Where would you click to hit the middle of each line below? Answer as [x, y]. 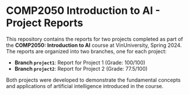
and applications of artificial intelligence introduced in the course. [85, 86]
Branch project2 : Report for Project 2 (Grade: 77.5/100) [81, 68]
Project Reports [45, 23]
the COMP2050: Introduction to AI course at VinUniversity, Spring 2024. [94, 45]
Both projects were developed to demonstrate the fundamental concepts [93, 80]
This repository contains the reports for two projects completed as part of [94, 39]
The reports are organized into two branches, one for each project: [86, 51]
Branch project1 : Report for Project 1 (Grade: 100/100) [80, 63]
